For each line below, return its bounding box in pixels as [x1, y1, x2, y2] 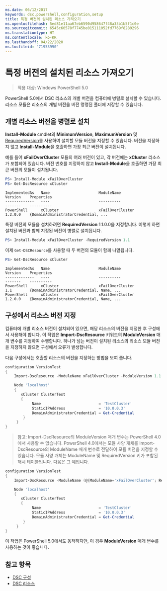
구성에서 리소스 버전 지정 [5, 311, 76, 320]
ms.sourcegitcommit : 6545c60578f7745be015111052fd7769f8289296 [5, 26, 139, 31]
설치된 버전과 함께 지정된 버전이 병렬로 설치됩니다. [5, 228, 102, 234]
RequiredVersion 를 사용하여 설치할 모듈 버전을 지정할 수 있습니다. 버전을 [5, 138, 147, 144]
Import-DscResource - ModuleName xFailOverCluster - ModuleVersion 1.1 [14, 374, 162, 379]
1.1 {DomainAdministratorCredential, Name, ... [5, 288, 121, 293]
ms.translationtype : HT [5, 30, 55, 35]
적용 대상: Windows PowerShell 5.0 [17, 84, 88, 90]
